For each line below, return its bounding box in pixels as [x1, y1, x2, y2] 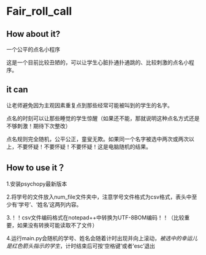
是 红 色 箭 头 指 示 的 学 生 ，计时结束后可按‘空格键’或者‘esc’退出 [6, 242, 155, 249]
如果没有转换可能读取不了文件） [17, 221, 98, 229]
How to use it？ [6, 162, 66, 173]
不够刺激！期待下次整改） [6, 122, 71, 129]
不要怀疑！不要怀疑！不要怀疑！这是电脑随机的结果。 [17, 143, 151, 150]
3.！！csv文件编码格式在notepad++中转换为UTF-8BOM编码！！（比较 [6, 213, 185, 221]
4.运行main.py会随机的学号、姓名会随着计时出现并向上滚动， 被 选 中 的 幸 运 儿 [6, 234, 198, 242]
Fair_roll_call [6, 4, 72, 18]
